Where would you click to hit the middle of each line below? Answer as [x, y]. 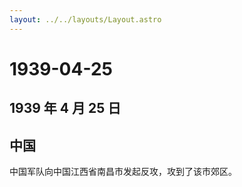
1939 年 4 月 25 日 [65, 108]
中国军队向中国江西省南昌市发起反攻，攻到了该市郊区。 [123, 172]
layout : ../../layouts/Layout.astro [85, 19]
